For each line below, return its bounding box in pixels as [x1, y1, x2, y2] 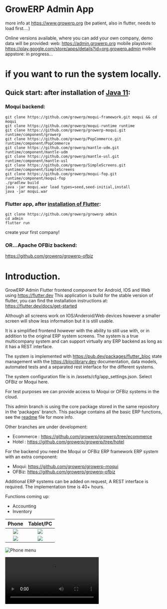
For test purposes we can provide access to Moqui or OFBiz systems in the [5, 389, 160, 395]
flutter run [5, 221, 30, 226]
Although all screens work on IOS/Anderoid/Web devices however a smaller [5, 313, 161, 319]
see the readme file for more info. [5, 414, 74, 420]
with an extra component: [5, 454, 58, 460]
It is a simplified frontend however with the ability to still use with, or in [5, 328, 150, 334]
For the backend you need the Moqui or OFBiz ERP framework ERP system [5, 449, 159, 455]
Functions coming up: [5, 494, 50, 500]
